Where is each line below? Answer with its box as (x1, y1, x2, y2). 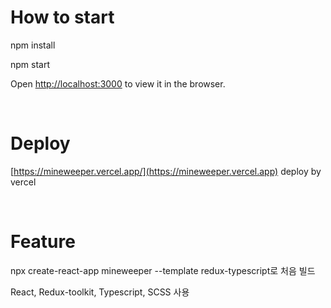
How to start (10, 6, 115, 29)
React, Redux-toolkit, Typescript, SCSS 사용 (10, 286, 190, 298)
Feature (10, 231, 76, 253)
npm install (10, 39, 56, 51)
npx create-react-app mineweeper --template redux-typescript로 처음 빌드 (10, 264, 316, 276)
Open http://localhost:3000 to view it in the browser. (10, 77, 226, 90)
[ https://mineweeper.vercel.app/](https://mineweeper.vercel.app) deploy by (10, 165, 322, 177)
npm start (10, 58, 51, 70)
